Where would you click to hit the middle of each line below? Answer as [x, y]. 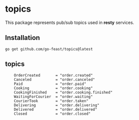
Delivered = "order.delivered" [56, 109]
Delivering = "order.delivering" [57, 105]
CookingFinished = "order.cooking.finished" [63, 92]
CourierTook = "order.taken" [51, 101]
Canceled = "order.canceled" [55, 80]
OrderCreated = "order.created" [53, 75]
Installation [23, 38]
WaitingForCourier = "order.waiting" [53, 97]
